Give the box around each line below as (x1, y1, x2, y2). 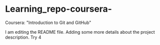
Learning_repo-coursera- (5, 3, 112, 15)
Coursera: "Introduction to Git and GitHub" (5, 20, 91, 25)
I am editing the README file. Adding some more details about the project (5, 29, 155, 35)
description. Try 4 (5, 34, 41, 40)
